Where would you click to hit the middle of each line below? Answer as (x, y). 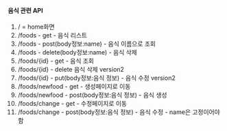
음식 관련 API (25, 10)
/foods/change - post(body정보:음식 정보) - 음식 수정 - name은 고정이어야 (119, 112)
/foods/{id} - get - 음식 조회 (56, 61)
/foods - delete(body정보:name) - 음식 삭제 (77, 53)
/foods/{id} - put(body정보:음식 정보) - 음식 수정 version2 (96, 78)
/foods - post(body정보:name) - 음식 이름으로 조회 (87, 44)
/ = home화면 (36, 27)
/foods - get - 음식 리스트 (52, 35)
